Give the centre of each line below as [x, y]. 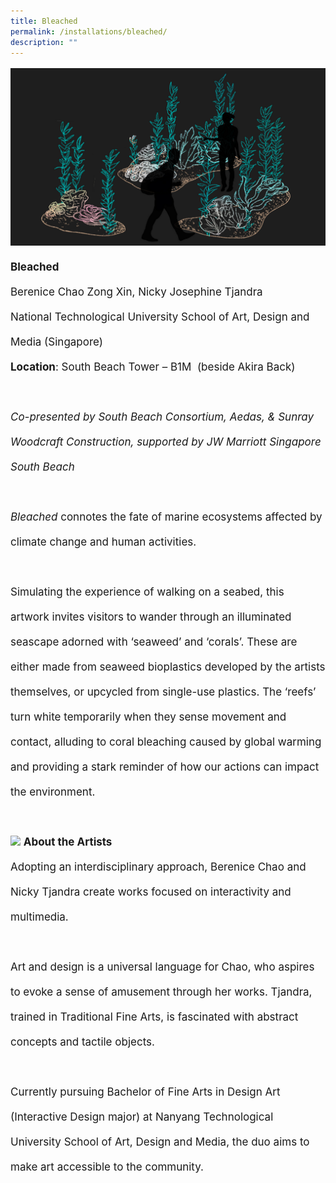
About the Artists [68, 842]
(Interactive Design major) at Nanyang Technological [142, 1117]
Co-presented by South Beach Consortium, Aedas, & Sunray [162, 417]
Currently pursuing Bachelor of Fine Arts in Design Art [145, 1092]
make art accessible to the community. [107, 1167]
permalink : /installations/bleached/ [89, 31]
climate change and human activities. [103, 542]
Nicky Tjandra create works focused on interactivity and [151, 892]
